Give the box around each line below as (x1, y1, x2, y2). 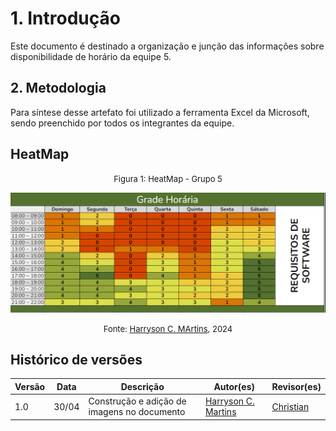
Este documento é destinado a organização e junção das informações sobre (10, 40, 325, 52)
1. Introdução (10, 7, 121, 30)
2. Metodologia (10, 80, 107, 97)
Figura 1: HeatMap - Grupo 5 (113, 173, 223, 184)
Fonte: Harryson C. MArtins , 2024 (103, 323, 233, 334)
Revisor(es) (271, 380, 322, 392)
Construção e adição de (88, 395, 187, 407)
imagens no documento (88, 406, 186, 418)
